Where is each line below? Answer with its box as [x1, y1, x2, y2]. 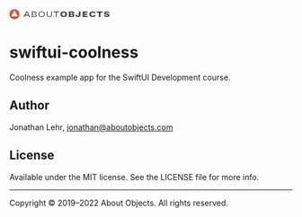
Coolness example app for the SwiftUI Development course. [9, 72, 231, 82]
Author [9, 98, 49, 113]
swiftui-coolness [9, 42, 139, 63]
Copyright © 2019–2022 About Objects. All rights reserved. [9, 197, 229, 208]
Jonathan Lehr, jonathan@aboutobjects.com [9, 121, 173, 133]
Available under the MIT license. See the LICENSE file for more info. [9, 171, 260, 182]
